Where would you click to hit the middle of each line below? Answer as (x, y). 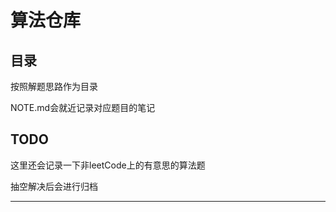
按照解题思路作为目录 (54, 86)
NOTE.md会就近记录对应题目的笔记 (83, 107)
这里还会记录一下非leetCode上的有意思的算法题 (108, 165)
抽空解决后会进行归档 (54, 186)
